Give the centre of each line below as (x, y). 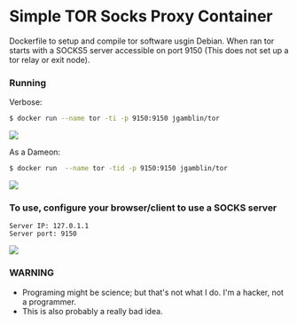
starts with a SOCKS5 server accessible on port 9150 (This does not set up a (149, 50)
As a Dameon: (35, 152)
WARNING (32, 273)
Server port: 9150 (43, 234)
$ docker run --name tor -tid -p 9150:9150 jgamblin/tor (118, 169)
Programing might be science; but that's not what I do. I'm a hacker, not (152, 292)
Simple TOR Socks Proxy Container (141, 16)
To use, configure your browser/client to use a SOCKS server (143, 208)
